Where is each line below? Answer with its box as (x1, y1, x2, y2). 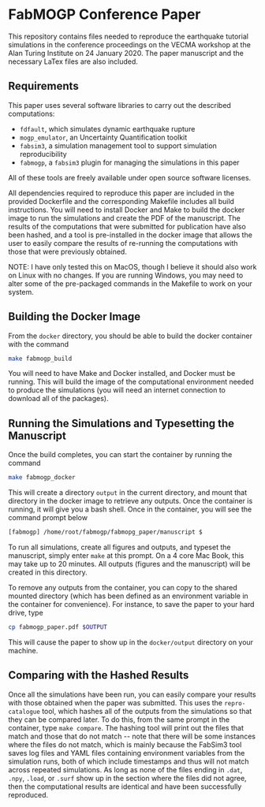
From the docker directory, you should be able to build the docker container (8, 331, 252, 340)
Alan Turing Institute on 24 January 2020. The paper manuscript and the (8, 48, 244, 58)
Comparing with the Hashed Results (8, 668, 189, 682)
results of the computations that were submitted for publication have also (8, 221, 246, 231)
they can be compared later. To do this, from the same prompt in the (8, 715, 230, 724)
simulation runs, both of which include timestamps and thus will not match (8, 757, 250, 766)
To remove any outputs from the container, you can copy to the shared (8, 583, 238, 592)
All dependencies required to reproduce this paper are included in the (8, 188, 235, 198)
